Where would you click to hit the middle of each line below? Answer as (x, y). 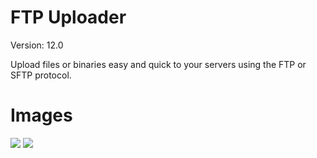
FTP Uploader (68, 17)
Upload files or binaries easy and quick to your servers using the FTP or (158, 64)
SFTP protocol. (41, 75)
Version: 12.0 (37, 45)
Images (41, 115)
